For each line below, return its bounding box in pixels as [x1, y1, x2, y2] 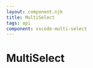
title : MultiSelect [6, 14, 55, 20]
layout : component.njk [6, 8, 63, 15]
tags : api [6, 20, 31, 26]
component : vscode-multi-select [6, 25, 87, 32]
